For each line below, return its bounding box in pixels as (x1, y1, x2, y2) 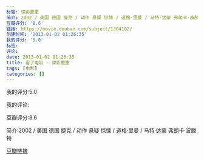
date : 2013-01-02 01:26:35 (6, 54, 75, 60)
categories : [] (6, 71, 45, 77)
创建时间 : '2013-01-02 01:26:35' (6, 32, 87, 38)
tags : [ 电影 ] (6, 65, 38, 72)
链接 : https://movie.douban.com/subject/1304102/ (6, 25, 132, 32)
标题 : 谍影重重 (6, 8, 39, 15)
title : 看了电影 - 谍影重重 (6, 59, 70, 65)
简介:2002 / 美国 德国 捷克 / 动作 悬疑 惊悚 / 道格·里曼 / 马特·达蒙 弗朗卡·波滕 (6, 127, 197, 134)
